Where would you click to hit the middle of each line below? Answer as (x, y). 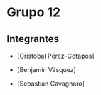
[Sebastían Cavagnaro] (51, 84)
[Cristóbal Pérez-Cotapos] (55, 56)
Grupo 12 (34, 12)
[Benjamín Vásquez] (46, 70)
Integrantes (33, 39)
